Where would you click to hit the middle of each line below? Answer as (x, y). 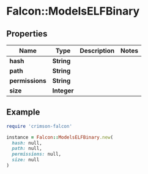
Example (23, 112)
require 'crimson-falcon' (39, 126)
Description (97, 51)
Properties (27, 34)
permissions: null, (37, 154)
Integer (63, 91)
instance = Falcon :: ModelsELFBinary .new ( (60, 137)
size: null (26, 160)
